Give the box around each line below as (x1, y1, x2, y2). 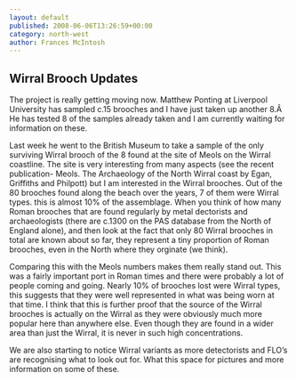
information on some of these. (9, 364, 120, 375)
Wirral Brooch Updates (9, 70, 139, 85)
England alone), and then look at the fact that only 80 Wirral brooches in (9, 225, 274, 236)
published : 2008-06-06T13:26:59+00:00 (9, 21, 153, 30)
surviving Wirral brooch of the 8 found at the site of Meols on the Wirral (9, 150, 271, 160)
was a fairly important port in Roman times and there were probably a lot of (9, 271, 284, 281)
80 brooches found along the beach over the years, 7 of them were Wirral (9, 188, 279, 199)
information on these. (9, 123, 88, 134)
